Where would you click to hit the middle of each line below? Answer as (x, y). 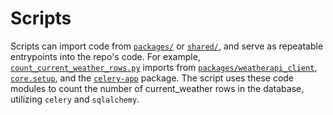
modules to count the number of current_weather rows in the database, (157, 88)
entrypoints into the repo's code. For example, (105, 56)
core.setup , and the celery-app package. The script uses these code (152, 78)
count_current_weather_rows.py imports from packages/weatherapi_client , (164, 67)
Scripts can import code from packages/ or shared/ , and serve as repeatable (167, 46)
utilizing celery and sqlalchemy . (75, 99)
